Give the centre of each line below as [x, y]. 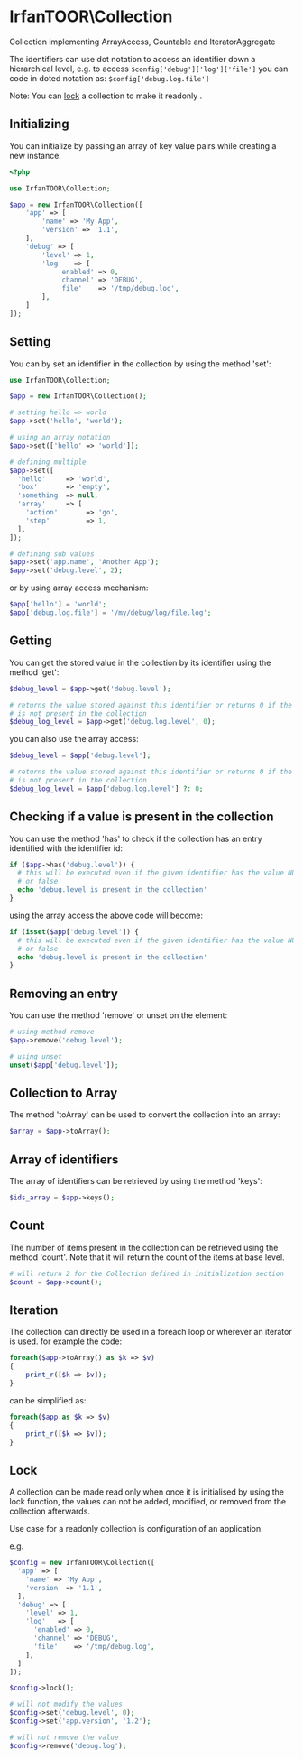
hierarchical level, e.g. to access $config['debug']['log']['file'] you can [149, 69]
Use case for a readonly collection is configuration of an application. [136, 1529]
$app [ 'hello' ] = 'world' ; [58, 605]
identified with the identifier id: [66, 848]
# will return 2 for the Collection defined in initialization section [147, 1273]
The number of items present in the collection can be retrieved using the [144, 1247]
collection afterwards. [50, 1511]
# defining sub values [52, 554]
